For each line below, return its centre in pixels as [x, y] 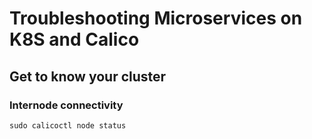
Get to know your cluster [88, 76]
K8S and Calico [74, 39]
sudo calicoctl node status [68, 125]
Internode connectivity [66, 105]
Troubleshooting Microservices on [156, 18]
